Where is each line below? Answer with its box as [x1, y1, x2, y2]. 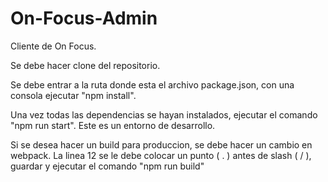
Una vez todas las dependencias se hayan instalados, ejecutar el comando [10, 108, 318, 121]
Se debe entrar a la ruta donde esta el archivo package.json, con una [10, 78, 295, 91]
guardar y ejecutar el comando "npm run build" [10, 160, 205, 172]
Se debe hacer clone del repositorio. [10, 59, 161, 71]
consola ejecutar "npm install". [10, 89, 137, 101]
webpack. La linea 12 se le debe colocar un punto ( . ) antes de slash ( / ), [10, 149, 312, 161]
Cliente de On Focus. [10, 40, 97, 52]
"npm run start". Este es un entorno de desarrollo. [10, 119, 216, 131]
